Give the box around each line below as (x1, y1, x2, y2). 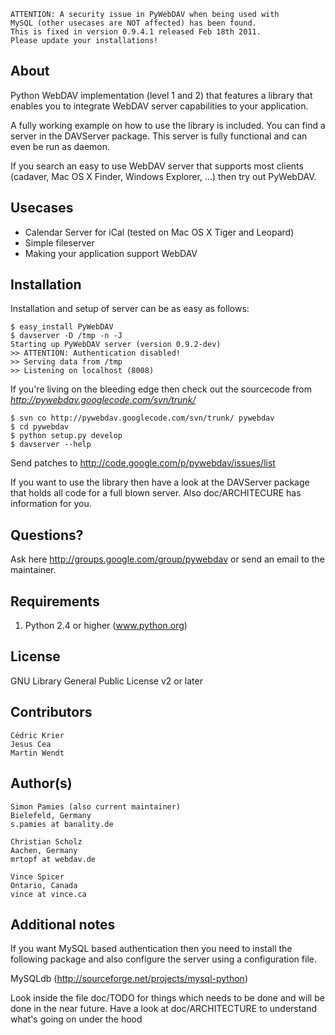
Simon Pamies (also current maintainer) (10, 801, 182, 812)
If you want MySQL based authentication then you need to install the (10, 943, 293, 955)
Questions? (10, 526, 84, 544)
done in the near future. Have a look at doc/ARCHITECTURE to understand (10, 1003, 318, 1015)
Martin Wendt (10, 748, 65, 758)
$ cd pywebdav (10, 422, 70, 432)
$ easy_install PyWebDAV (10, 322, 114, 332)
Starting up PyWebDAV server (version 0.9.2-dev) (10, 340, 222, 350)
